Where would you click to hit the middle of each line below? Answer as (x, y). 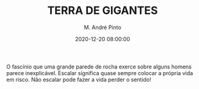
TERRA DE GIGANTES (103, 11)
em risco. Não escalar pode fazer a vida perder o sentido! (79, 79)
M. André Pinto (103, 27)
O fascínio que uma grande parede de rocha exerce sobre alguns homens (99, 67)
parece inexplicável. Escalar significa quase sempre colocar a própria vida (100, 73)
